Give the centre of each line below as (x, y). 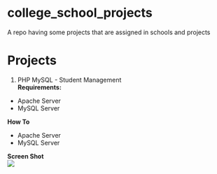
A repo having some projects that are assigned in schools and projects (109, 32)
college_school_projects (80, 13)
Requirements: (39, 87)
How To (19, 122)
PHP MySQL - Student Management (69, 80)
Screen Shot (26, 156)
